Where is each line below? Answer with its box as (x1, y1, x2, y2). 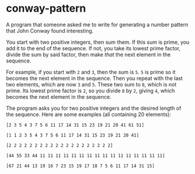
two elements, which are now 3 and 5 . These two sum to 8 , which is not (6, 81, 176, 88)
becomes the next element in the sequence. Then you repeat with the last (6, 75, 183, 82)
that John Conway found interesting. (6, 27, 94, 34)
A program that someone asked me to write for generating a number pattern (6, 21, 189, 28)
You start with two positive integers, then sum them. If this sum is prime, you (6, 39, 190, 46)
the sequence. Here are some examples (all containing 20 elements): (6, 110, 172, 118)
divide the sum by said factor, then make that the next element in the (6, 51, 171, 58)
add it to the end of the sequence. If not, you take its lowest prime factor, (6, 44, 181, 51)
